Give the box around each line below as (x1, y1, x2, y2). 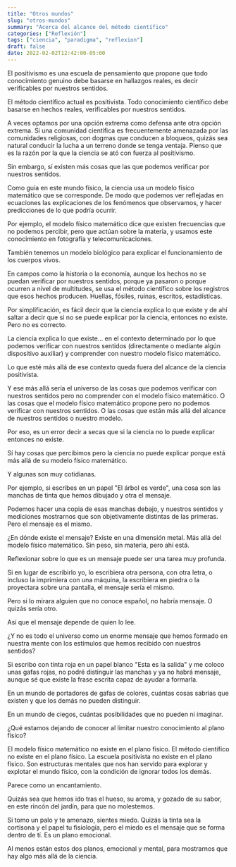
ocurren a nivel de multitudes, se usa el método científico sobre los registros (7, 284, 230, 293)
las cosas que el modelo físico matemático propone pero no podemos (7, 399, 210, 407)
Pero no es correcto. (7, 320, 67, 328)
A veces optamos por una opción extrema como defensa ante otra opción (7, 118, 222, 127)
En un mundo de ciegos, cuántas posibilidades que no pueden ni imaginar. (7, 710, 223, 718)
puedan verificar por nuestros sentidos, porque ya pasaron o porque (7, 276, 206, 285)
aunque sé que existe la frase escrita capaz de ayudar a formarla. (7, 675, 199, 684)
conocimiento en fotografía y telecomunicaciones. (7, 234, 153, 243)
